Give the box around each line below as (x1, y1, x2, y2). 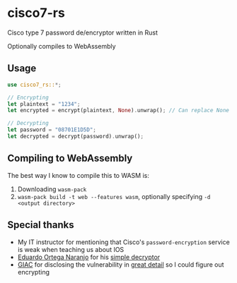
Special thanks (7, 219, 74, 231)
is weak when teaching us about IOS (17, 245, 125, 253)
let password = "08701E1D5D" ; (7, 126, 97, 133)
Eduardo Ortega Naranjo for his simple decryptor (17, 253, 161, 261)
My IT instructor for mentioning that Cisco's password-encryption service (17, 238, 230, 246)
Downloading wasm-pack (17, 185, 87, 193)
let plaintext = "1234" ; (7, 100, 81, 107)
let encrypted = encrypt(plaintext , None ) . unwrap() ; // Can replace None (7, 107, 230, 114)
